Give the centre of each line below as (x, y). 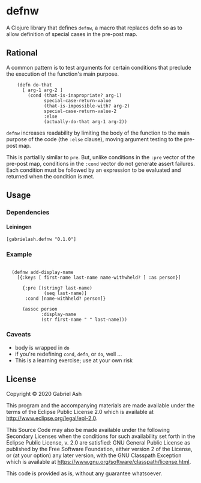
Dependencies (28, 213)
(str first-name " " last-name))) (84, 320)
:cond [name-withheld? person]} (65, 299)
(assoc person (40, 309)
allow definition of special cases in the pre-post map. (72, 34)
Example (19, 255)
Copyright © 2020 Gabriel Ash (44, 393)
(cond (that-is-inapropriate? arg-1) (75, 95)
